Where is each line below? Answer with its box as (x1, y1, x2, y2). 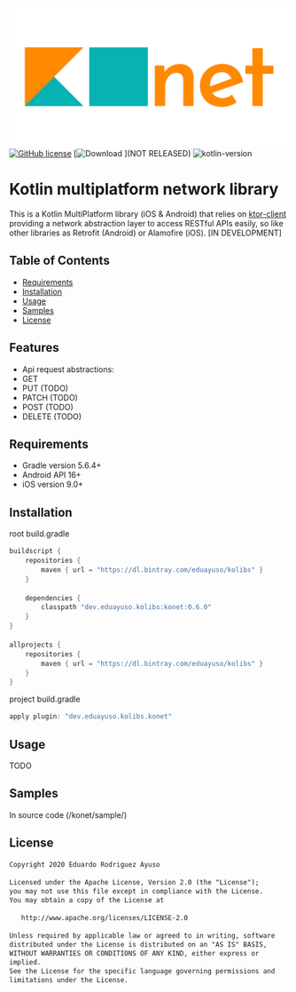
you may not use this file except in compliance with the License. (9, 886, 264, 895)
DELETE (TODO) (21, 411, 82, 422)
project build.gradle (9, 694, 82, 704)
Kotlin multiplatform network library (9, 179, 279, 200)
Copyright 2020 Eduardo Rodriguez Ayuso (9, 860, 161, 869)
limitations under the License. (9, 975, 129, 984)
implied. (9, 957, 42, 966)
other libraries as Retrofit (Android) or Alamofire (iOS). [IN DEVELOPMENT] (9, 227, 282, 238)
